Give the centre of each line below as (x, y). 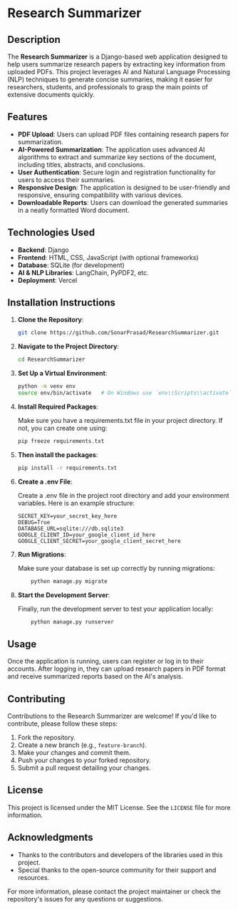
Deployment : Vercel (47, 280)
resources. (33, 877)
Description (34, 40)
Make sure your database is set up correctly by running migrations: (116, 568)
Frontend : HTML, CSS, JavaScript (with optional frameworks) (108, 257)
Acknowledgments (51, 837)
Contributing (36, 699)
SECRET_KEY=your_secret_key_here (67, 516)
